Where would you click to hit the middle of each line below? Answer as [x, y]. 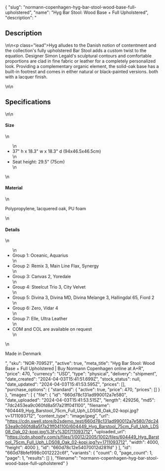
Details [13, 230]
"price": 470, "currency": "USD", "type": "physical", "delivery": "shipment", [81, 374]
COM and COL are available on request [52, 329]
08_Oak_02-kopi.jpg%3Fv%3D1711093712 [48, 432]
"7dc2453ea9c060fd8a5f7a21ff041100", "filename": [58, 406]
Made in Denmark [23, 353]
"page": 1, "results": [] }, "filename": [41, 458]
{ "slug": [14, 7]
